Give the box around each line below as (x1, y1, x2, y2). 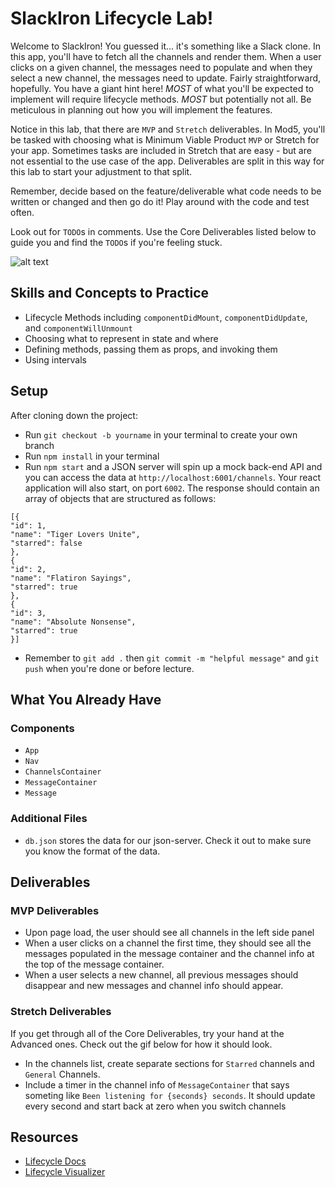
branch (24, 439, 55, 451)
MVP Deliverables (10, 903, 100, 917)
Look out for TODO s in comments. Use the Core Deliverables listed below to (10, 225, 317, 237)
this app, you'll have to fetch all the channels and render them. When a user (10, 50, 322, 62)
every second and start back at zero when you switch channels (24, 1100, 287, 1112)
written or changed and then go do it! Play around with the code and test (10, 195, 310, 207)
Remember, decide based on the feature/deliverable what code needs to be (10, 185, 322, 197)
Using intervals (24, 353, 87, 366)
